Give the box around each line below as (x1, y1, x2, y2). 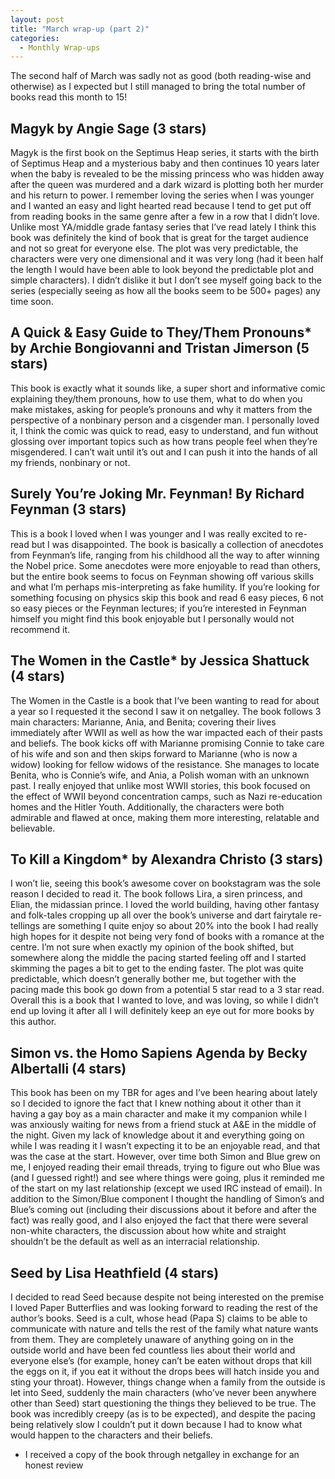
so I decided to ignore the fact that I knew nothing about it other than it (10, 1097, 302, 1110)
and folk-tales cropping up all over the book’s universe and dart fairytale (10, 909, 308, 921)
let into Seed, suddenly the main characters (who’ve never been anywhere (10, 1386, 317, 1398)
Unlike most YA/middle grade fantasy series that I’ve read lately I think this (10, 221, 317, 233)
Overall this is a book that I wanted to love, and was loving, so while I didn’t (10, 994, 319, 1006)
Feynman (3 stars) (10, 501, 127, 518)
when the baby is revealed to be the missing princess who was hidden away (10, 168, 325, 180)
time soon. (10, 296, 54, 308)
